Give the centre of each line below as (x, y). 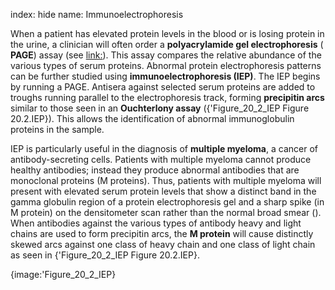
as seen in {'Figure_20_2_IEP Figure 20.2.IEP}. (105, 255)
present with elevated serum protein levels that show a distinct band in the (163, 191)
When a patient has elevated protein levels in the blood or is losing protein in (167, 33)
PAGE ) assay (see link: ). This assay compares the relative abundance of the (166, 55)
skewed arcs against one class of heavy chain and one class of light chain (163, 244)
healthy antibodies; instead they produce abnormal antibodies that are (155, 170)
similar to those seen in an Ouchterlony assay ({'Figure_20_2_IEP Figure (160, 108)
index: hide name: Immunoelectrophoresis (97, 14)
